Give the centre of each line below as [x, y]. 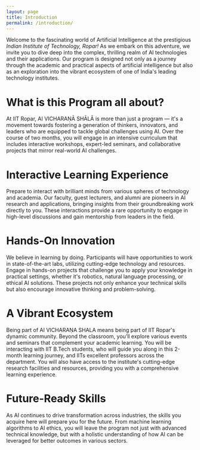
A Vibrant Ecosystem [60, 313]
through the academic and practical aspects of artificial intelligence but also [99, 65]
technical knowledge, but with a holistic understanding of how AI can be [95, 434]
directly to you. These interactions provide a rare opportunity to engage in [97, 211]
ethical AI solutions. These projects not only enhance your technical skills [96, 283]
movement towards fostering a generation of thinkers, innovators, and [92, 125]
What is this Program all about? [85, 102]
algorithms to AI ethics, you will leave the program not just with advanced [96, 428]
